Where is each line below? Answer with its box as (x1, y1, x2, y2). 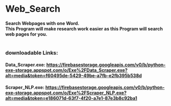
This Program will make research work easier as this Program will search (5, 25, 163, 32)
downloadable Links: (5, 49, 58, 56)
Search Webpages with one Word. (5, 20, 79, 26)
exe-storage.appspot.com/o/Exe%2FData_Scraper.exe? (5, 67, 128, 73)
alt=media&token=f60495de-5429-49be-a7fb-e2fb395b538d (5, 72, 142, 79)
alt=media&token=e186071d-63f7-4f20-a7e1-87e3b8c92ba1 (5, 95, 137, 101)
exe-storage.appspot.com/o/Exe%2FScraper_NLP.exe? (5, 90, 127, 96)
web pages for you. (5, 31, 48, 37)
